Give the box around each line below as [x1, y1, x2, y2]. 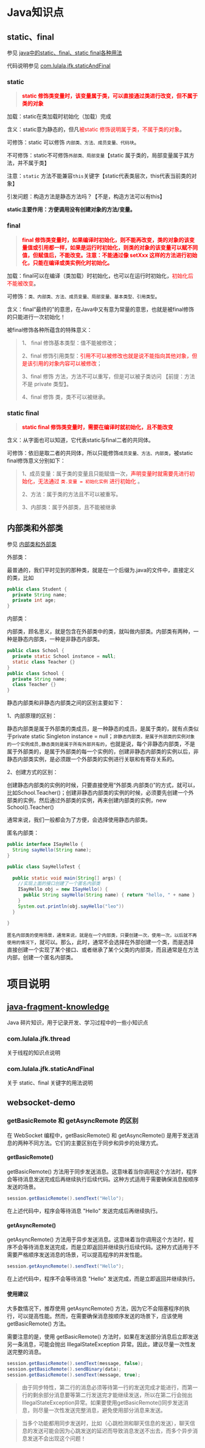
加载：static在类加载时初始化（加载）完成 [7, 113, 111, 120]
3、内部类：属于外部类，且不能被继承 [21, 503, 116, 511]
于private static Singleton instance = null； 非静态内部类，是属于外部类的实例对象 [7, 733, 195, 740]
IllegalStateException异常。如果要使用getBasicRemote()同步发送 [21, 1399, 184, 1406]
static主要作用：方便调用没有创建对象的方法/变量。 [7, 206, 136, 213]
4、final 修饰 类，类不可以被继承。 [21, 393, 109, 400]
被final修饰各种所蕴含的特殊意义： [7, 326, 93, 333]
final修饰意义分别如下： [7, 457, 66, 464]
